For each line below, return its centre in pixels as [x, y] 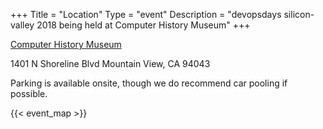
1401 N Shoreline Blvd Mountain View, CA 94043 [110, 63]
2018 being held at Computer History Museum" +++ [143, 25]
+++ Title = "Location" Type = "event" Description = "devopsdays [146, 14]
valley [22, 25]
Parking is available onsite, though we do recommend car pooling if [149, 83]
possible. [29, 93]
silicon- [299, 14]
